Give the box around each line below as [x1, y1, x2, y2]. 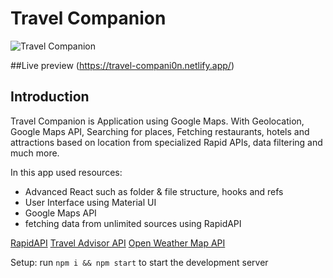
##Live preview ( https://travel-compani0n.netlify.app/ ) [10, 59, 235, 71]
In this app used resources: [10, 166, 123, 178]
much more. [10, 147, 60, 159]
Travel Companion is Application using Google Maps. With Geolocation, [10, 115, 305, 127]
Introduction [10, 88, 90, 106]
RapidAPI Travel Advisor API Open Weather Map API [10, 237, 226, 249]
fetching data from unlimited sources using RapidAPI [24, 217, 242, 229]
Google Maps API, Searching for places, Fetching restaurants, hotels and [10, 125, 310, 137]
